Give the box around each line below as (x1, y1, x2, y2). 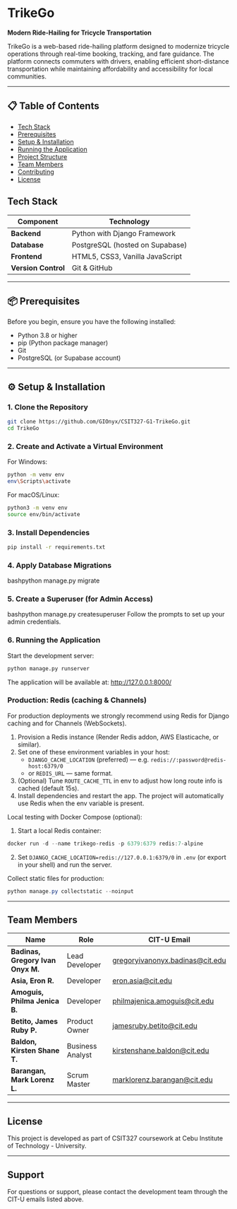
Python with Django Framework (71, 228, 176, 238)
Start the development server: (7, 651, 95, 660)
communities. (7, 72, 47, 81)
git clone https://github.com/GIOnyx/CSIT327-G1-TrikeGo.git (7, 419, 191, 426)
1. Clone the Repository (7, 402, 88, 411)
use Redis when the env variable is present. (17, 799, 145, 807)
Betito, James (11, 1017, 59, 1027)
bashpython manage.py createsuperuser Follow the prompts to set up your (7, 610, 225, 619)
